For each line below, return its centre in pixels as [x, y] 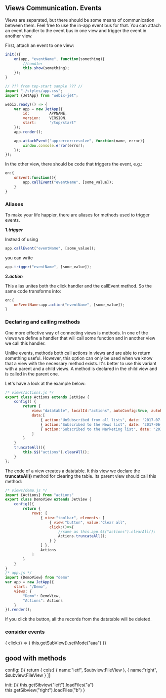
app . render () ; [28, 132]
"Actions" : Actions [43, 600]
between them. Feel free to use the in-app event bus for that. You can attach [83, 25]
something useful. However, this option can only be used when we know [79, 358]
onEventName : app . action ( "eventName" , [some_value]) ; [69, 305]
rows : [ [40, 513]
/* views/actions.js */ [30, 392]
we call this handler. [25, 343]
